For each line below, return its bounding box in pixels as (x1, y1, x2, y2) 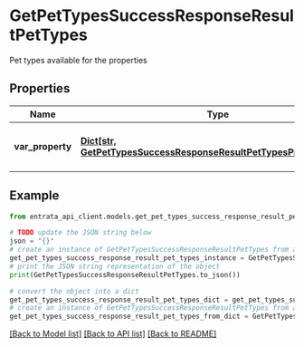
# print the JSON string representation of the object (9, 262, 221, 271)
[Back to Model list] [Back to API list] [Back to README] (9, 328, 217, 340)
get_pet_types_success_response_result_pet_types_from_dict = (9, 312, 249, 322)
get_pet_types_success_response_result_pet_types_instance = (9, 254, 245, 263)
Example (9, 188, 60, 204)
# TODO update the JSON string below (9, 228, 152, 237)
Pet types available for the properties (9, 54, 147, 65)
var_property (14, 140, 72, 152)
